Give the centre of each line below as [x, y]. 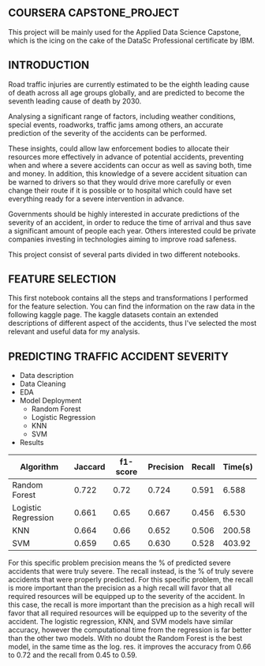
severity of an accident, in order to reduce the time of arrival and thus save [130, 222]
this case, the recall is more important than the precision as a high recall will [131, 605]
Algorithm [39, 467]
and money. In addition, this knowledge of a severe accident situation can [128, 174]
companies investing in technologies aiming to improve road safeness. [123, 239]
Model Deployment [50, 401]
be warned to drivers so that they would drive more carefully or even [119, 181]
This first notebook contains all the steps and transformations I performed [128, 298]
